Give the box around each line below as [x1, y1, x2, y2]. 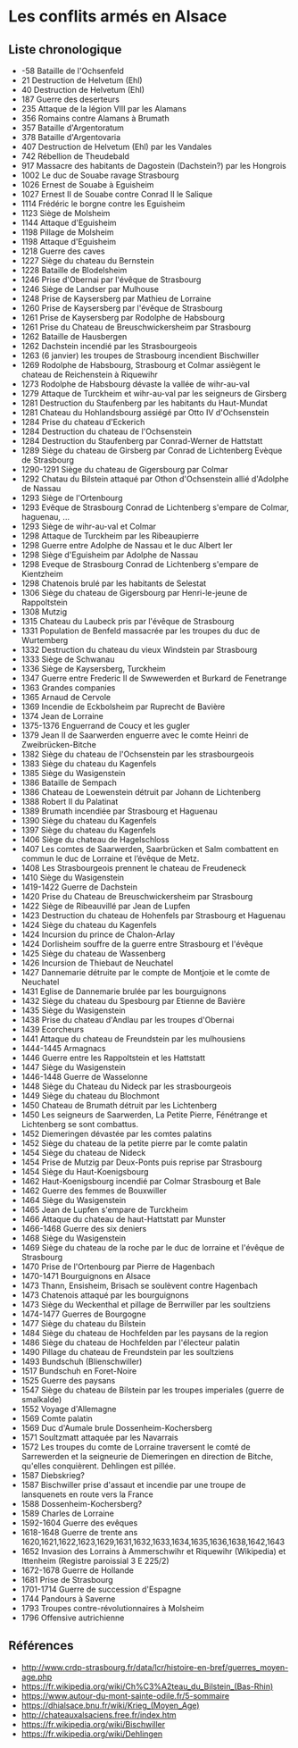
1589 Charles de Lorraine [21, 1508, 115, 1518]
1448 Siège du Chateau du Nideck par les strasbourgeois [21, 1081, 232, 1091]
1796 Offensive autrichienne [21, 1612, 125, 1623]
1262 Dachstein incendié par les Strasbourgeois [21, 341, 198, 351]
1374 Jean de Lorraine [21, 711, 104, 721]
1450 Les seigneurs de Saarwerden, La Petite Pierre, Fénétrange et [21, 1109, 269, 1120]
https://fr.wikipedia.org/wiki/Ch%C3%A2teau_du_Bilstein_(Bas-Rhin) [21, 1681, 274, 1692]
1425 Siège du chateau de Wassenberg [21, 949, 166, 958]
